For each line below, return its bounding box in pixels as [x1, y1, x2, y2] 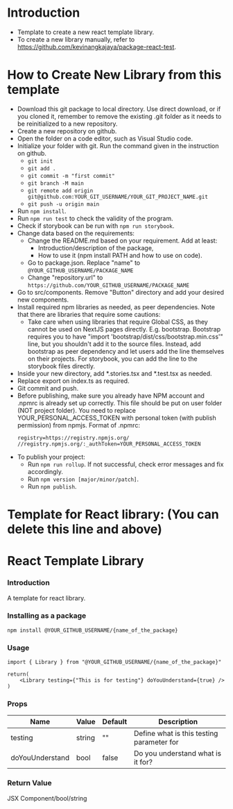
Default [102, 717, 128, 727]
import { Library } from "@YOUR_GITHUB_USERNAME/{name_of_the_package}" [7, 659, 222, 666]
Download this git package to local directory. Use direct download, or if [17, 104, 221, 113]
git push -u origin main [27, 200, 100, 208]
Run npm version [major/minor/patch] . [27, 475, 139, 483]
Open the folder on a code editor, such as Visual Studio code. [17, 134, 193, 142]
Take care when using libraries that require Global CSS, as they [27, 318, 208, 326]
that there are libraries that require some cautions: [17, 310, 161, 318]
